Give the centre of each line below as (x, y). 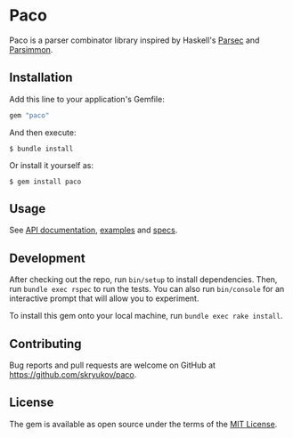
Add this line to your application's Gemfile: (87, 99)
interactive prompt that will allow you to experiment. (104, 298)
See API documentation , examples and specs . (94, 230)
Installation (41, 78)
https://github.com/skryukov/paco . (73, 375)
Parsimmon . (31, 49)
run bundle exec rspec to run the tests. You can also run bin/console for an (147, 289)
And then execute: (43, 132)
